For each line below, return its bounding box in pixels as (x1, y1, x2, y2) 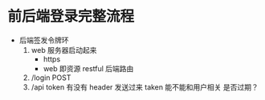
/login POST (31, 73, 71, 82)
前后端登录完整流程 (7, 7, 135, 26)
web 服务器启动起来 (31, 45, 97, 54)
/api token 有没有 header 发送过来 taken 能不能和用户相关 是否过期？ (31, 82, 259, 92)
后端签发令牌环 (18, 35, 69, 45)
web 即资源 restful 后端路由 (43, 63, 134, 73)
